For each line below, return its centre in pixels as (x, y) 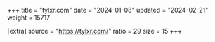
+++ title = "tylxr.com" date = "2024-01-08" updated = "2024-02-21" (108, 10)
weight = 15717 (29, 17)
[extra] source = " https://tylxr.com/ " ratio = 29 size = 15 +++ (95, 31)
